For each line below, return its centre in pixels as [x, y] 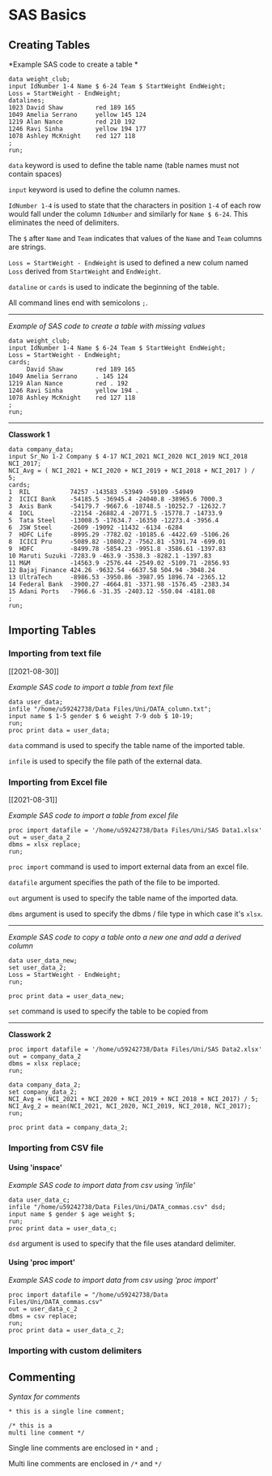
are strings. [28, 247]
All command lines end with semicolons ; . [78, 303]
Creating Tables [49, 45]
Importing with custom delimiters [75, 1351]
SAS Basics [47, 15]
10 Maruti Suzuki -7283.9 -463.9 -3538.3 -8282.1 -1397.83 [110, 556]
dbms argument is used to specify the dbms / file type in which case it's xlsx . [136, 914]
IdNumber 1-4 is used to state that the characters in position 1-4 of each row [135, 205]
